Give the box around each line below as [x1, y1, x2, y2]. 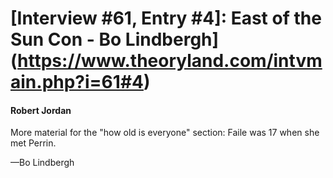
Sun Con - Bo [10, 28, 122, 51]
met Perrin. [10, 137, 57, 149]
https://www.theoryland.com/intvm [17, 50, 323, 72]
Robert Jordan [10, 104, 72, 116]
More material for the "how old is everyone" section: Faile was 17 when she [10, 127, 320, 139]
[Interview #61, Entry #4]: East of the [10, 7, 322, 30]
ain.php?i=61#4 [10, 71, 144, 94]
